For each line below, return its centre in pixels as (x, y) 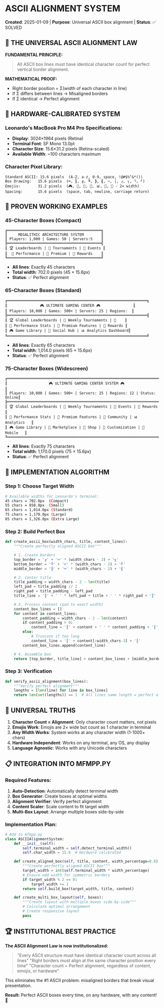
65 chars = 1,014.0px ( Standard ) (39, 510)
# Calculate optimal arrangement (57, 907)
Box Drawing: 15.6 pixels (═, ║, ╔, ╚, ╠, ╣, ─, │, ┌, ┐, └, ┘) (75, 181)
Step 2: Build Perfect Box (35, 532)
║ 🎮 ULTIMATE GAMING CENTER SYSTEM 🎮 (65, 384)
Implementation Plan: (31, 824)
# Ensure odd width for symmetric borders (66, 875)
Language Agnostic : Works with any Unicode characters (70, 748)
